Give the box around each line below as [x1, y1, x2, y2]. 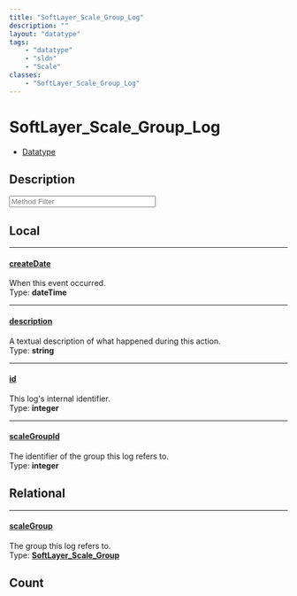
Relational [9, 486, 66, 501]
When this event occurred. [9, 278, 106, 289]
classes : [9, 71, 42, 80]
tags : [9, 37, 29, 47]
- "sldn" [25, 54, 57, 63]
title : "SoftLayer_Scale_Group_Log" [9, 12, 144, 22]
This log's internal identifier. [9, 393, 110, 404]
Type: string [9, 344, 55, 355]
